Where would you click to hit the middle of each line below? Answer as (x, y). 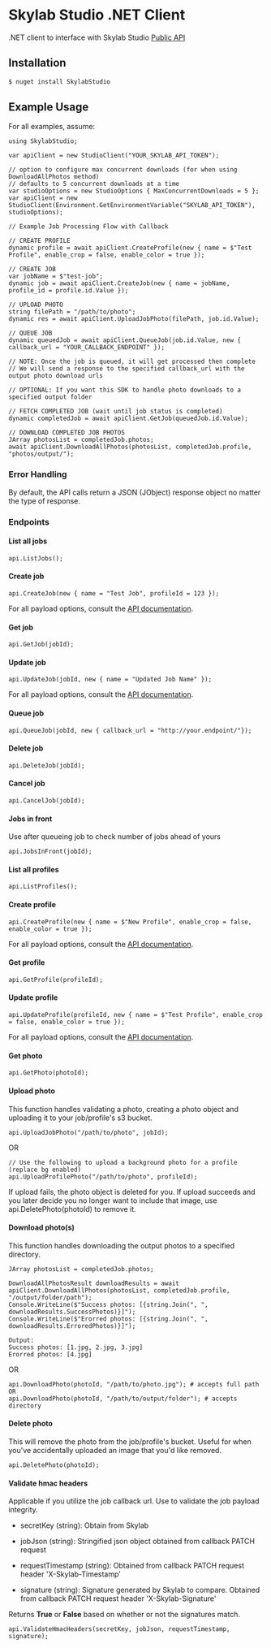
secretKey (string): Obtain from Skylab (84, 1525)
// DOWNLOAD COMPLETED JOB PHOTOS (67, 433)
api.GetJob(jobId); (41, 644)
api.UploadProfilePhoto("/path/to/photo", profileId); (103, 1177)
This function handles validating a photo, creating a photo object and (124, 1109)
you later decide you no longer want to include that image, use (113, 1200)
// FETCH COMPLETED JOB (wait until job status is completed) (116, 412)
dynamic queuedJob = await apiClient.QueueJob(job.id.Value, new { (125, 340)
